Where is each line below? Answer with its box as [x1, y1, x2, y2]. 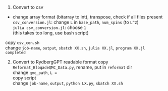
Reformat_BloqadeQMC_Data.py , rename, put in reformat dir [12, 64, 133, 70]
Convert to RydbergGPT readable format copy [12, 59, 108, 64]
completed [5, 50, 26, 55]
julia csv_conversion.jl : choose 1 [12, 24, 87, 30]
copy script [12, 75, 36, 80]
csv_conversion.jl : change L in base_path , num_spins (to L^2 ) [12, 19, 139, 25]
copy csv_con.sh [5, 39, 40, 45]
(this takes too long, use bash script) [12, 30, 89, 35]
